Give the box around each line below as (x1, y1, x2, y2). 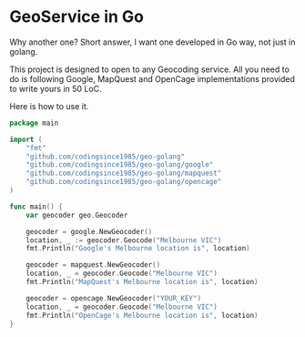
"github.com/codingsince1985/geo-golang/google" (25, 160, 214, 169)
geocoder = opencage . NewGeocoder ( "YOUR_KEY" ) (25, 293, 202, 302)
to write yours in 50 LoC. (9, 83, 102, 94)
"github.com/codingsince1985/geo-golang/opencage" (25, 178, 222, 187)
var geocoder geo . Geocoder (25, 210, 128, 220)
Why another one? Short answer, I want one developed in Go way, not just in (9, 36, 296, 47)
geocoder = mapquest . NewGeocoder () (25, 260, 161, 270)
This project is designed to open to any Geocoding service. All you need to (9, 64, 290, 75)
